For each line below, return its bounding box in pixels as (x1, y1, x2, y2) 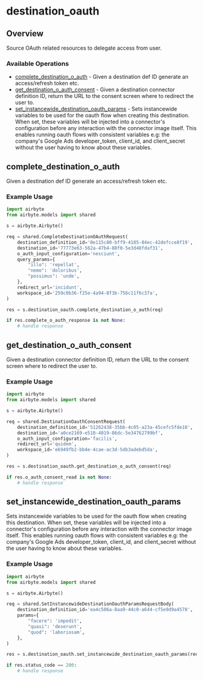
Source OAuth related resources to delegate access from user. (6, 44, 162, 51)
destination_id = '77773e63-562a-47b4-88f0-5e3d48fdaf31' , (17, 245, 164, 251)
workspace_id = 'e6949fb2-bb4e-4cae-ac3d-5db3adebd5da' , (17, 446, 158, 453)
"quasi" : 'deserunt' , (28, 623, 83, 630)
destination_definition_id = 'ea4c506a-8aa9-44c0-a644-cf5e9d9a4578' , (17, 607, 193, 613)
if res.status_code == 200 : (6, 662, 77, 669)
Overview (6, 28, 44, 39)
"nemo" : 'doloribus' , (28, 267, 83, 273)
